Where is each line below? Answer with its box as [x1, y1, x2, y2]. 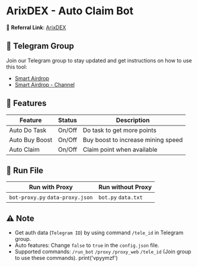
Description [116, 116, 150, 124]
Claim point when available [82, 145, 158, 153]
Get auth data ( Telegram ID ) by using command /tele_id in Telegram [14, 229, 184, 236]
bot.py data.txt [98, 194, 143, 201]
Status [58, 116, 77, 124]
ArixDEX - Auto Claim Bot [6, 4, 133, 18]
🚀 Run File [6, 165, 43, 175]
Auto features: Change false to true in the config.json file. [14, 242, 159, 249]
